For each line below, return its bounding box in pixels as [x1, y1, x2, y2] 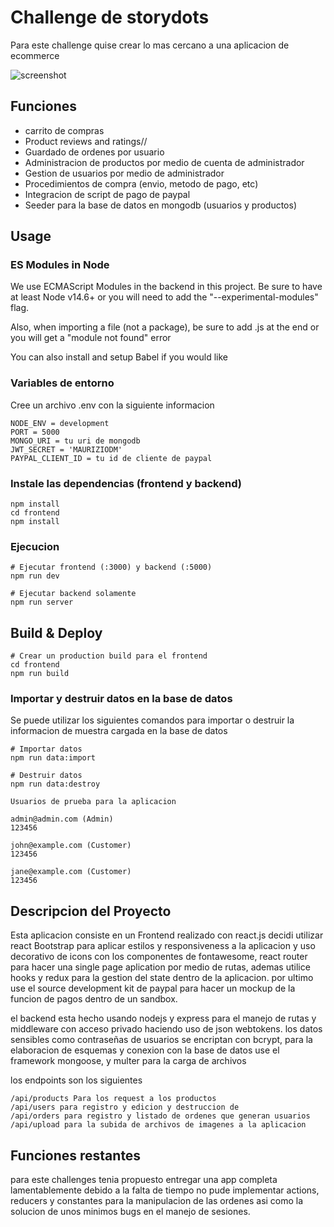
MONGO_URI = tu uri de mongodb [10, 436, 141, 446]
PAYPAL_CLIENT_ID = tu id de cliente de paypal [10, 453, 213, 463]
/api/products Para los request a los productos [10, 1094, 217, 1104]
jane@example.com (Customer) [10, 867, 132, 877]
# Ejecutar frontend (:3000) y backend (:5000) [10, 562, 213, 573]
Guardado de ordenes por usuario [24, 146, 165, 158]
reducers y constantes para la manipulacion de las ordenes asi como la [10, 1195, 304, 1207]
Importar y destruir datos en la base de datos [10, 692, 233, 706]
